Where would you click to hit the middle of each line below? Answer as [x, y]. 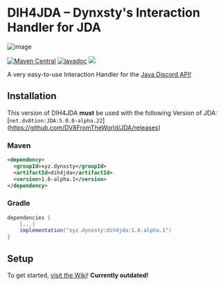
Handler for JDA [54, 27]
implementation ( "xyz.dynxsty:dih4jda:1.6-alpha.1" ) [96, 231]
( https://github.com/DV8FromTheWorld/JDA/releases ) [84, 127]
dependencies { [29, 217]
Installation [32, 96]
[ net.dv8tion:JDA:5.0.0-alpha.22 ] [56, 120]
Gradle [19, 204]
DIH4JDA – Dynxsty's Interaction [104, 13]
